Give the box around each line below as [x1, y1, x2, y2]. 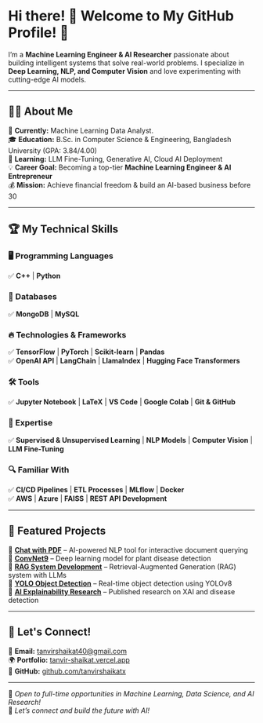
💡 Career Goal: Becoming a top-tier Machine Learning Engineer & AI [8, 162, 232, 172]
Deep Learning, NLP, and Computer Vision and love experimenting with [8, 66, 241, 75]
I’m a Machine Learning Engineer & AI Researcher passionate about [8, 49, 229, 59]
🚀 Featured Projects [8, 524, 106, 538]
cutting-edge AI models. [8, 75, 87, 84]
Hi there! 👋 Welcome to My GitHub [8, 7, 235, 25]
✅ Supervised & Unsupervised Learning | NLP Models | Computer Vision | [8, 435, 253, 444]
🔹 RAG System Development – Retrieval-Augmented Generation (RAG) [8, 561, 236, 571]
